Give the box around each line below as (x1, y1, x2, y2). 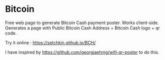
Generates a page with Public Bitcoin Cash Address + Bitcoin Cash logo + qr (5, 25, 160, 30)
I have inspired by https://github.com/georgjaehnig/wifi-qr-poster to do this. (5, 49, 159, 55)
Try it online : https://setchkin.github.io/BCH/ (5, 39, 96, 45)
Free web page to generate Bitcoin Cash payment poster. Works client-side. (5, 20, 159, 26)
